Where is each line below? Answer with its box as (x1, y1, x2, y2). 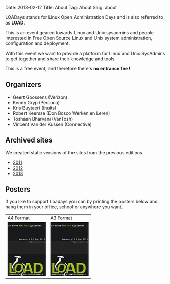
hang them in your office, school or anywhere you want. (5, 204, 123, 210)
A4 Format (7, 215, 30, 221)
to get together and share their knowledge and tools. (5, 56, 116, 62)
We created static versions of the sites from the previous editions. (5, 149, 144, 155)
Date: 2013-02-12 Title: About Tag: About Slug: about (5, 5, 117, 10)
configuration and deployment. (5, 40, 70, 46)
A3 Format (50, 215, 72, 221)
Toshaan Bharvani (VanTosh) (12, 115, 74, 122)
